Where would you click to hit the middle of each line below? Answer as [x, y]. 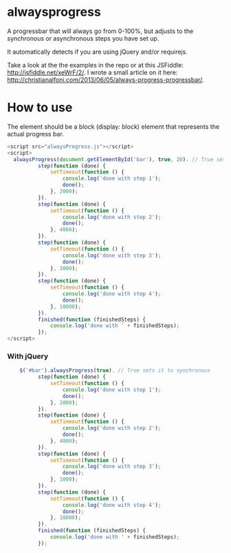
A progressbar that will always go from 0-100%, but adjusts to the [100, 31]
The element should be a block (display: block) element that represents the [113, 126]
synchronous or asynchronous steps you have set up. [83, 38]
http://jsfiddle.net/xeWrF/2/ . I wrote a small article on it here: [92, 72]
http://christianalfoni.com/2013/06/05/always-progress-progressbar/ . [106, 79]
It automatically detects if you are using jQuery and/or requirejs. [97, 52]
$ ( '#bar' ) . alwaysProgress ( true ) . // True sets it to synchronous [115, 371]
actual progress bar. [35, 134]
